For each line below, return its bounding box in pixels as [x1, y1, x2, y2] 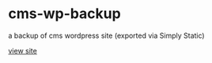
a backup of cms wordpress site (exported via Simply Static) [8, 31, 205, 40]
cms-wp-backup [8, 5, 121, 23]
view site [8, 46, 37, 55]
